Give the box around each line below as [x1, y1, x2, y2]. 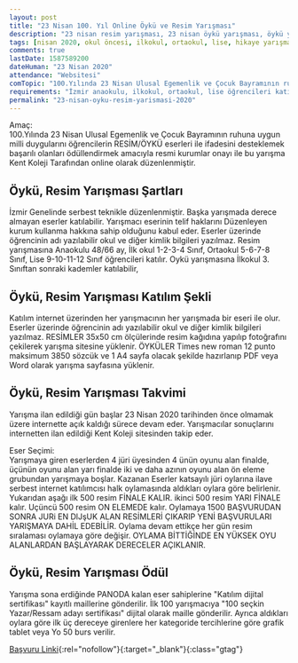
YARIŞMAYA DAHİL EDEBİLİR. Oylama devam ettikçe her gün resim [9, 520, 253, 531]
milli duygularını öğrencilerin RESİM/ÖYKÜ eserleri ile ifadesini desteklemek [9, 138, 286, 149]
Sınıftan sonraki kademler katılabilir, [9, 264, 139, 274]
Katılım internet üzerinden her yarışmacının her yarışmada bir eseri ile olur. [9, 312, 281, 323]
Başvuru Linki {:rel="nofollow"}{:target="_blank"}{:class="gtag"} [9, 643, 244, 654]
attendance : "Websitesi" [9, 71, 101, 80]
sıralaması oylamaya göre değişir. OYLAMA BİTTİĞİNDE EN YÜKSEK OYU [9, 530, 277, 541]
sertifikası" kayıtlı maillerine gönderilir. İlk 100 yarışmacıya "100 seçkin [9, 598, 264, 609]
